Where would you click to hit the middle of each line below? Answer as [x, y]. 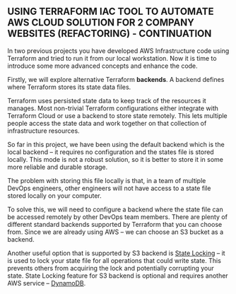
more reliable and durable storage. [58, 167]
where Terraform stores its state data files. [69, 87]
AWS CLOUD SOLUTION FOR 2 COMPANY [101, 23]
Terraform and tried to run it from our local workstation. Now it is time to [112, 58]
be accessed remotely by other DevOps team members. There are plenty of [118, 217]
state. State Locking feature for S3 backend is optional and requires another [118, 276]
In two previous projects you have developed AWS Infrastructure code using [118, 51]
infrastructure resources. [43, 131]
